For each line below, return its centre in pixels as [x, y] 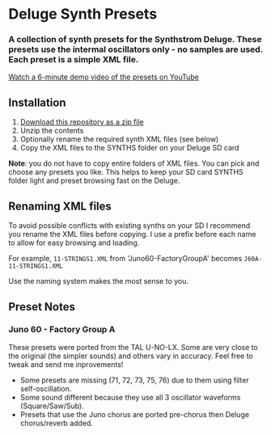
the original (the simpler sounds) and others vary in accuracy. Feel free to [131, 356]
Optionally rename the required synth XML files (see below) [119, 139]
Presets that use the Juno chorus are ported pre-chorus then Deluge [134, 414]
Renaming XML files [60, 206]
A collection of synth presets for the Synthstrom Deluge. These [135, 40]
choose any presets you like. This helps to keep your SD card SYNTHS [126, 172]
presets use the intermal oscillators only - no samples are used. [135, 49]
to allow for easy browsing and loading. [74, 243]
